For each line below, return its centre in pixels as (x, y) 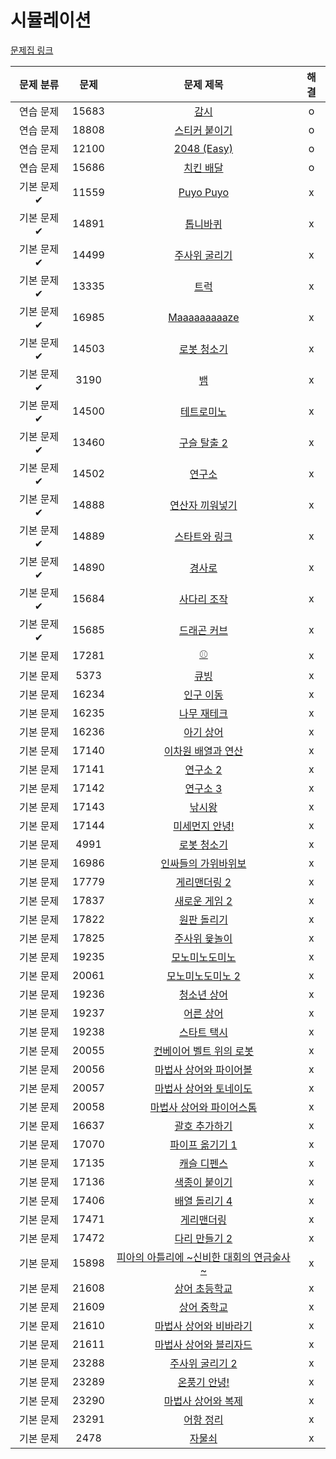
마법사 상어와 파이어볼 (203, 1069)
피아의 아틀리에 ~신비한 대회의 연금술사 (203, 1257)
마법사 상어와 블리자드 (203, 1344)
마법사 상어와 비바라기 (203, 1326)
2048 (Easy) (203, 148)
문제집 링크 (32, 50)
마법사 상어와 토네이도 (203, 1088)
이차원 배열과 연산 (203, 751)
